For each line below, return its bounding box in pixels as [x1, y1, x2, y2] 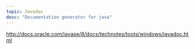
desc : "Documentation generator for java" [6, 14, 112, 20]
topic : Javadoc [6, 8, 44, 15]
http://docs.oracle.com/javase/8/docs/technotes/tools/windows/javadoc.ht [6, 30, 189, 37]
